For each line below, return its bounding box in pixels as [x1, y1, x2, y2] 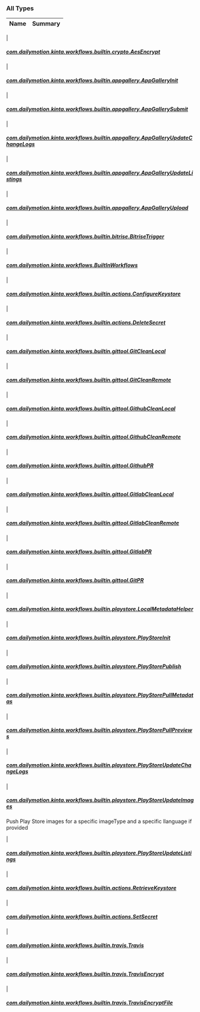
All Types [6, 4, 34, 13]
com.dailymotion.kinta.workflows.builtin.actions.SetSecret [6, 913, 158, 920]
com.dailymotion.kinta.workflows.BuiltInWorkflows [6, 261, 138, 269]
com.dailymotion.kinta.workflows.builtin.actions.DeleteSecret [6, 319, 165, 326]
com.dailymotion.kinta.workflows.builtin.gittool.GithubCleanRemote [6, 433, 182, 440]
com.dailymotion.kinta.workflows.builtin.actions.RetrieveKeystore [6, 884, 177, 892]
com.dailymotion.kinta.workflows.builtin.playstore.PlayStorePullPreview [6, 727, 192, 734]
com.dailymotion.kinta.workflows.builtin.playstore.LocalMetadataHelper [6, 606, 193, 613]
